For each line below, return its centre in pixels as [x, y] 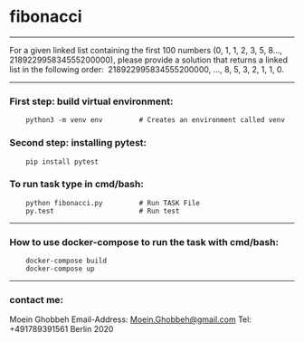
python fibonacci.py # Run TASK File [113, 203]
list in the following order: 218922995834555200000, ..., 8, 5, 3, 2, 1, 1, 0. [147, 69]
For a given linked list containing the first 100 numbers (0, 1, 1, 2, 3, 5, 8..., [146, 50]
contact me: [37, 300]
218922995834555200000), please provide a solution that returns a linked [148, 60]
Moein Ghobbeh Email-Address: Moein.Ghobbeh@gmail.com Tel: [130, 319]
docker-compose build [66, 261]
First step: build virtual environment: [91, 101]
